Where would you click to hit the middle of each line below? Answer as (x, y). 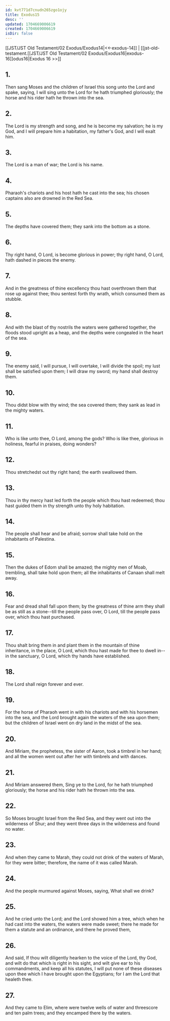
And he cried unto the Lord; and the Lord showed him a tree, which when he (85, 919)
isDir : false (19, 33)
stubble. (14, 299)
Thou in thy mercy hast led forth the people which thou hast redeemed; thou (85, 500)
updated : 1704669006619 (30, 24)
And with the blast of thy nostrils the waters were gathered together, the (81, 327)
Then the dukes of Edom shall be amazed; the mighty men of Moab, (76, 567)
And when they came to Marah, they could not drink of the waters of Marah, (85, 857)
